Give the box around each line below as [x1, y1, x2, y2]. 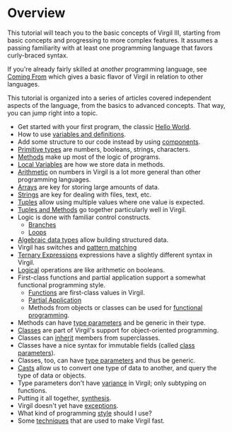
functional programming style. [17, 280, 106, 289]
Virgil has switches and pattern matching [17, 243, 137, 251]
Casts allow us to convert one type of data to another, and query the [17, 363, 217, 372]
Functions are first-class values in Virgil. [28, 288, 145, 297]
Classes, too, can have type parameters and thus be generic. [17, 356, 196, 365]
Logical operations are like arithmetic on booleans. [17, 265, 165, 274]
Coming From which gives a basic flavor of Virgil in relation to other [7, 72, 204, 81]
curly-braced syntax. [7, 51, 69, 60]
